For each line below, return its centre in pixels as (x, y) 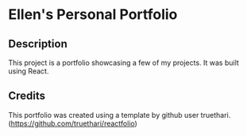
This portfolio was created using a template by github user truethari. (120, 115)
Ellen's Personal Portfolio (93, 15)
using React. (29, 71)
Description (38, 44)
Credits (27, 96)
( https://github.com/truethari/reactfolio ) (73, 123)
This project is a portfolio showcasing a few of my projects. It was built (124, 62)
